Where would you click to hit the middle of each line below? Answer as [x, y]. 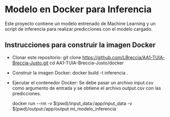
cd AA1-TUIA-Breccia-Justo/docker [87, 63]
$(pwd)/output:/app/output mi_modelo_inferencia [64, 109]
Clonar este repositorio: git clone [46, 57]
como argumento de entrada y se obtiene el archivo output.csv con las [87, 88]
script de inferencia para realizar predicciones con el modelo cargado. [79, 29]
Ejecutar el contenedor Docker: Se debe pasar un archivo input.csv [83, 82]
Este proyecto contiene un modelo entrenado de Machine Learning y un [80, 24]
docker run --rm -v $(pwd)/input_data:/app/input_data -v [72, 103]
